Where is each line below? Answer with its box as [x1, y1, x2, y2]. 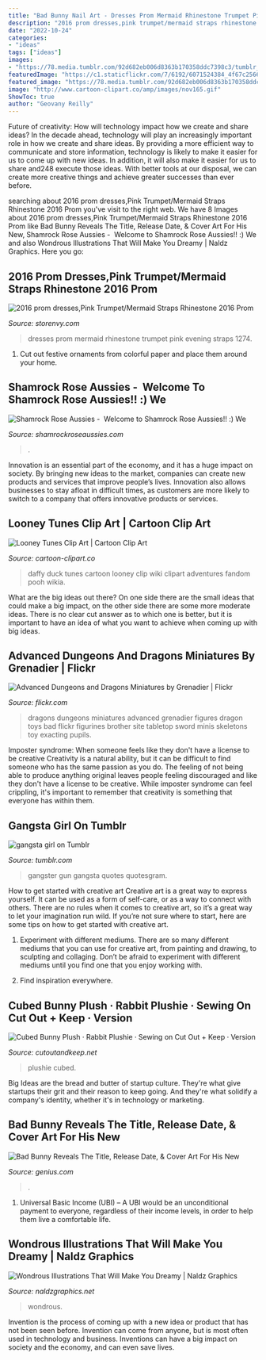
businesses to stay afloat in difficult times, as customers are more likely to [8, 485, 249, 495]
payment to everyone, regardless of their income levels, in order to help [19, 1206, 253, 1216]
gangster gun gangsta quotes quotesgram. [27, 871, 168, 880]
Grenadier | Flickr [8, 661, 97, 675]
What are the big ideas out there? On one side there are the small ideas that [8, 592, 255, 602]
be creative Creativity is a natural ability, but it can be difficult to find [8, 754, 231, 764]
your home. [19, 358, 58, 367]
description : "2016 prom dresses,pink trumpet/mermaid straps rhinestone [8, 19, 257, 27]
